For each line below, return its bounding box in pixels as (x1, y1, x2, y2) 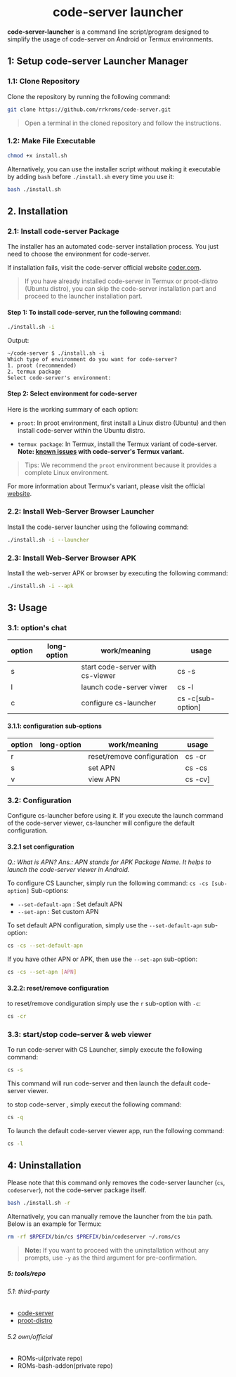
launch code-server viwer (81, 682, 168, 692)
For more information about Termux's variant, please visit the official (7, 482, 205, 490)
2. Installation (7, 205, 69, 217)
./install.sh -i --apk (7, 582, 74, 589)
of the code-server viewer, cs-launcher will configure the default (7, 819, 195, 828)
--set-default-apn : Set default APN (17, 900, 123, 908)
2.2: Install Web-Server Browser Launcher (7, 507, 155, 516)
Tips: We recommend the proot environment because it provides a (24, 461, 217, 469)
